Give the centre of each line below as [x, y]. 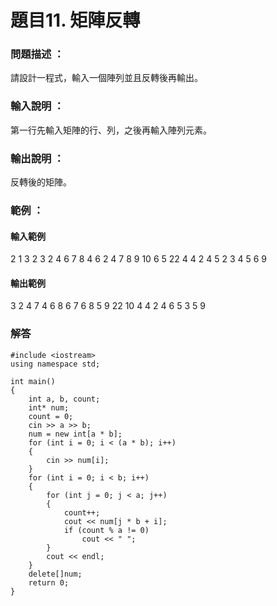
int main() [33, 381]
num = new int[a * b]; [75, 434]
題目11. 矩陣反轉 [75, 20]
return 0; [49, 582]
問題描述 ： [37, 54]
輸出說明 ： [37, 158]
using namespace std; [55, 364]
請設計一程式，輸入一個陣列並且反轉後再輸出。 [106, 78]
